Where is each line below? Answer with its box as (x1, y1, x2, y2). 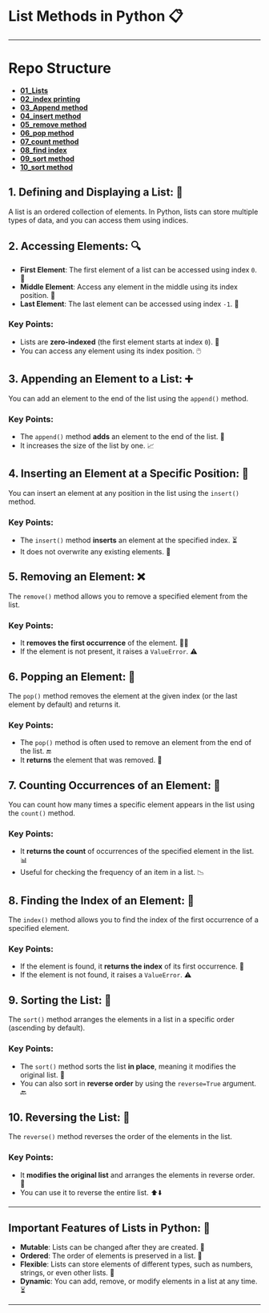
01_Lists (19, 86, 49, 95)
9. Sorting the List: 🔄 (8, 993, 112, 1007)
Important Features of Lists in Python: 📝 (8, 1222, 211, 1235)
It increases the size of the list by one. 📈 (19, 441, 155, 450)
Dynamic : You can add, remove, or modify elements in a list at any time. (19, 1276, 258, 1287)
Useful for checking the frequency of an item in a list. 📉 (19, 868, 205, 877)
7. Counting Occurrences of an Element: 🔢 (8, 779, 221, 792)
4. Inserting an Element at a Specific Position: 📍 (8, 467, 250, 481)
